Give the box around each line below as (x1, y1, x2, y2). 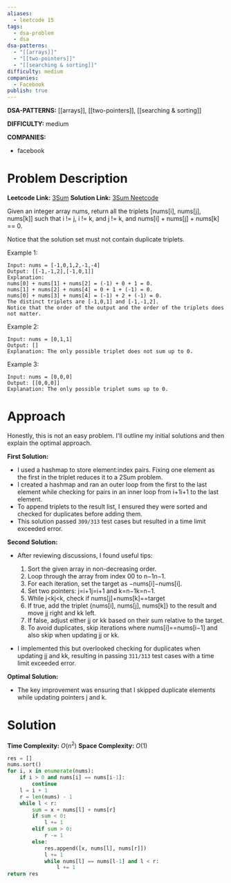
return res (7, 871, 39, 877)
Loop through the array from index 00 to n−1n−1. (27, 572, 166, 580)
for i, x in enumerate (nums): (7, 767, 95, 775)
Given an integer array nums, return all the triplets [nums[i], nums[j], (7, 207, 202, 215)
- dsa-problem (13, 29, 54, 37)
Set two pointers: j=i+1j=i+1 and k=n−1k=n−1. (27, 587, 156, 595)
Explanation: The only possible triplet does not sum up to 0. (7, 348, 194, 355)
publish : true (7, 87, 48, 94)
